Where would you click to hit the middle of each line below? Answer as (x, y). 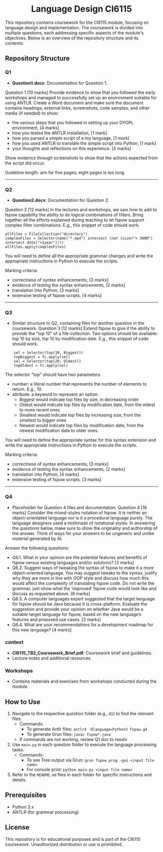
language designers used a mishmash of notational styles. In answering (84, 523)
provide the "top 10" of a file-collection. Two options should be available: (85, 333)
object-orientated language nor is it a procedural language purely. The (82, 518)
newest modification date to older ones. (59, 431)
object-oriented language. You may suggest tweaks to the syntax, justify (85, 573)
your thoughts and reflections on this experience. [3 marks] (72, 148)
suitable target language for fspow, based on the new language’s (77, 614)
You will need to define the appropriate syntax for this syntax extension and (81, 440)
